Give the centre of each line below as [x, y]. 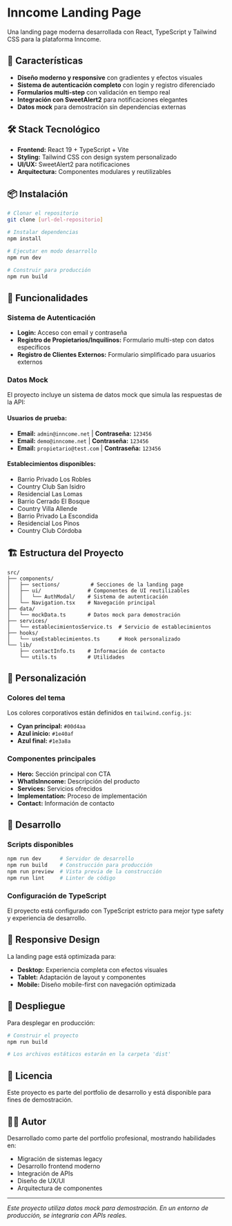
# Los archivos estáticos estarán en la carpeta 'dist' [89, 1054]
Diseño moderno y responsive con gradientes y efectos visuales [110, 77]
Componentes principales [52, 759]
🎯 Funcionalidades [48, 298]
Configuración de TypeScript [57, 895]
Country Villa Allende [47, 508]
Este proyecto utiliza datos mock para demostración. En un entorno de [108, 1208]
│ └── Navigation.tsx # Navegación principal [81, 603]
